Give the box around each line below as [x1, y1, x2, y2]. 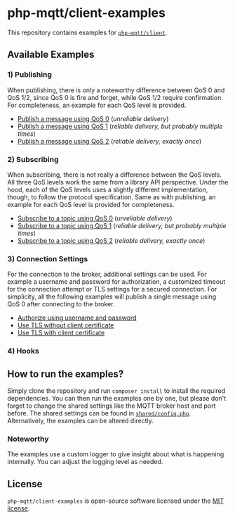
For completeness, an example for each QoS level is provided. [7, 101, 187, 109]
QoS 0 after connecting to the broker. [7, 300, 115, 308]
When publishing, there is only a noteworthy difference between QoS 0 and [7, 86, 225, 94]
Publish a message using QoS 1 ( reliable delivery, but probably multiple [17, 122, 223, 130]
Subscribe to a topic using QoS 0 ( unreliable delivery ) [17, 213, 173, 223]
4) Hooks [7, 346, 40, 356]
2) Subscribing [7, 154, 59, 164]
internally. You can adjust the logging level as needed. [7, 458, 163, 466]
